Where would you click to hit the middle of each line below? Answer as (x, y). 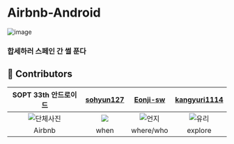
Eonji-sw (150, 100)
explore (199, 130)
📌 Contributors (40, 74)
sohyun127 (105, 100)
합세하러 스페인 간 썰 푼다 (47, 51)
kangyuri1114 (199, 100)
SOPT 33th (31, 95)
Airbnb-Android (54, 13)
